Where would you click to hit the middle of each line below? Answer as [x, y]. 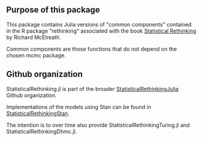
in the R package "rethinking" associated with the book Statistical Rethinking [101, 31]
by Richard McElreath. [34, 37]
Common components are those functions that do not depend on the [92, 49]
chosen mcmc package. [36, 55]
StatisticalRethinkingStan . [38, 113]
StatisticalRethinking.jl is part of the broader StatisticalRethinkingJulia [93, 89]
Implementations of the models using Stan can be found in [79, 107]
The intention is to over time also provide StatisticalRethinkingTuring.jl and [98, 125]
